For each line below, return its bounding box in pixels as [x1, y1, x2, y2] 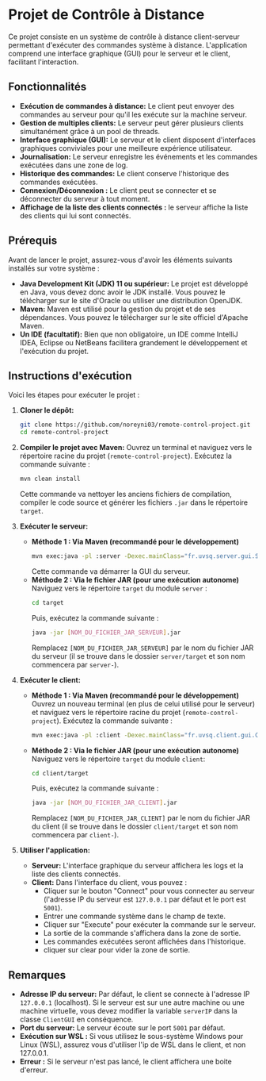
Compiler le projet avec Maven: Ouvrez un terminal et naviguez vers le [19, 443, 253, 452]
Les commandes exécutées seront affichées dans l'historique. [43, 937, 246, 946]
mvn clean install [19, 475, 81, 483]
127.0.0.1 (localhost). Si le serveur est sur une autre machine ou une [19, 998, 245, 1007]
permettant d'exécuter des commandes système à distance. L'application [8, 40, 248, 49]
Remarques [8, 968, 66, 982]
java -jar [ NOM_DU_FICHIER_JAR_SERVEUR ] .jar [31, 629, 181, 637]
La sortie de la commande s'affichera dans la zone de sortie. [43, 929, 241, 938]
